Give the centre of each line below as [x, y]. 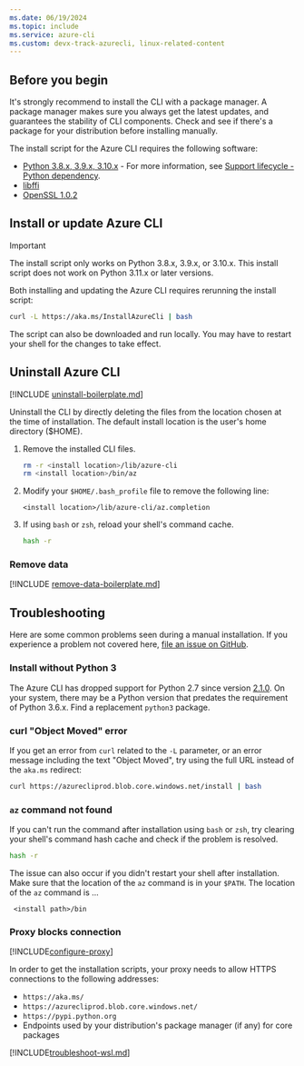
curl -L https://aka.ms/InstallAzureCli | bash [101, 316]
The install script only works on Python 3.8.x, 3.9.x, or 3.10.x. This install [144, 263]
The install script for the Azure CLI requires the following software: [134, 149]
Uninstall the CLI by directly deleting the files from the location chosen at [146, 412]
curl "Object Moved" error [69, 731]
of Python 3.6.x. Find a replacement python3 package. [110, 707]
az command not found [61, 810]
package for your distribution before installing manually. [114, 131]
